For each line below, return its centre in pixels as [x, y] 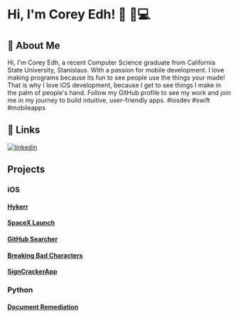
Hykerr [18, 207]
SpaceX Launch [31, 223]
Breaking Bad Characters [45, 255]
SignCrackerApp [33, 272]
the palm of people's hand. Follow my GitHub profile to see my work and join [119, 93]
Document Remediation [43, 307]
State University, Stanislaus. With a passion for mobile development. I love [116, 70]
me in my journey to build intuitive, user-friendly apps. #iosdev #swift [109, 100]
